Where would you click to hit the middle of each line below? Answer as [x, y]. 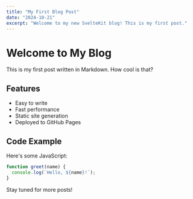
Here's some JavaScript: [37, 156]
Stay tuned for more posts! [40, 189]
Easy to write [31, 103]
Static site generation [41, 116]
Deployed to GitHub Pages [48, 122]
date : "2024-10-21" [31, 17]
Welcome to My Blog [59, 53]
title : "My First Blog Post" [43, 12]
